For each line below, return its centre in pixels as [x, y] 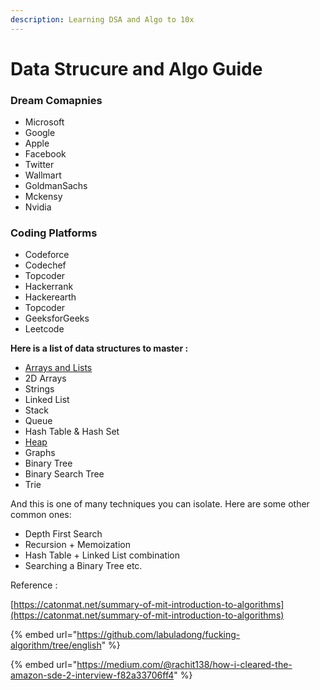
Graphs [40, 453]
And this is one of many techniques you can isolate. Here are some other [160, 504]
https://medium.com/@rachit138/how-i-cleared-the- [184, 665]
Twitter [39, 165]
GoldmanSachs [56, 186]
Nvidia [38, 207]
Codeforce [47, 255]
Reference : [34, 585]
